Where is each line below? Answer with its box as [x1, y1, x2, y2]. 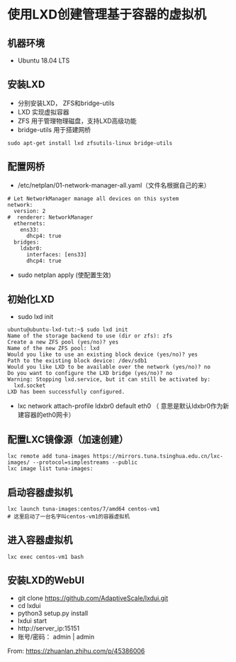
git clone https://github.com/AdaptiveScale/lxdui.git [17, 594, 169, 602]
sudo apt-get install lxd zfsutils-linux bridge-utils [7, 139, 173, 146]
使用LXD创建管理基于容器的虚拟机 [7, 6, 207, 23]
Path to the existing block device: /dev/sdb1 [7, 357, 147, 364]
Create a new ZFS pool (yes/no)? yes [7, 339, 119, 346]
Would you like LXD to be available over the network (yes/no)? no [7, 364, 211, 371]
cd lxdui [17, 601, 41, 609]
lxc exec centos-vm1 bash [7, 553, 84, 560]
